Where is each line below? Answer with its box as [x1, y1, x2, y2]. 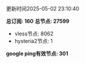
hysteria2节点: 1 [14, 38, 53, 44]
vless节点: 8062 [14, 30, 54, 37]
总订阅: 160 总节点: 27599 [6, 18, 70, 25]
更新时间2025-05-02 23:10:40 [6, 5, 80, 12]
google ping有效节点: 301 [6, 50, 69, 57]
